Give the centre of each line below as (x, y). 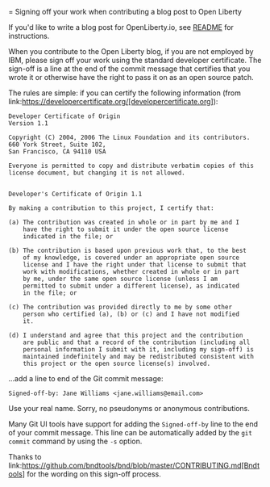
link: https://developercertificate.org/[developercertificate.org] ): (113, 101)
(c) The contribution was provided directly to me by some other (120, 307)
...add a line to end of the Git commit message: (86, 378)
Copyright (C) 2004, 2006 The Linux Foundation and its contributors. (129, 137)
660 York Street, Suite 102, (57, 145)
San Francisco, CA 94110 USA (57, 152)
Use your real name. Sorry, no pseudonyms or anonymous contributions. (129, 408)
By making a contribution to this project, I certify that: (112, 208)
